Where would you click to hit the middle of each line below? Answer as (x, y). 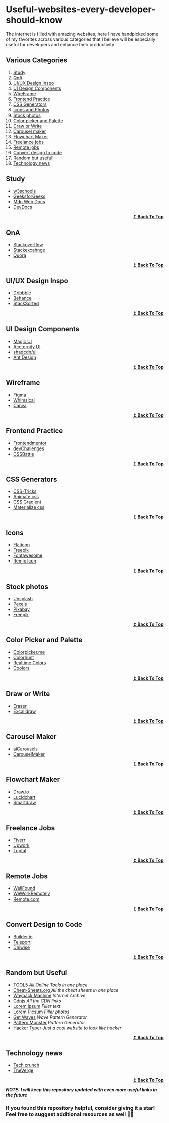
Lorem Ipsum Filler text (37, 1006)
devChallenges (28, 448)
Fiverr (19, 840)
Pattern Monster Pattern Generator (49, 1022)
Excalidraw (24, 711)
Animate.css (26, 497)
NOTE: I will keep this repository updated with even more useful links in (81, 1090)
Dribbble (22, 293)
